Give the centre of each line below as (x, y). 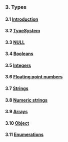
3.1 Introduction (22, 19)
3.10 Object (17, 123)
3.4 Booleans (19, 54)
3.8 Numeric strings (26, 100)
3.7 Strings (17, 88)
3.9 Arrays (16, 112)
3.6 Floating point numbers (34, 77)
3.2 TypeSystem (23, 31)
